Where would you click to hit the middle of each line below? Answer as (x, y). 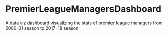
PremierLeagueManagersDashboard (83, 9)
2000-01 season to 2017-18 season (42, 28)
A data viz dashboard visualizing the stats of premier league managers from (84, 23)
